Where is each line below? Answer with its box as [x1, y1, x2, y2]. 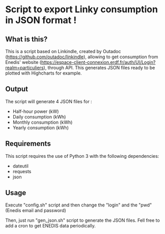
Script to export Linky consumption [5, 4, 158, 15]
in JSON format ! [5, 14, 77, 26]
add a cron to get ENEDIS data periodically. [5, 223, 96, 229]
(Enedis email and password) [5, 207, 66, 214]
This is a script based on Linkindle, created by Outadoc [5, 49, 121, 54]
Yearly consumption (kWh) [12, 124, 69, 131]
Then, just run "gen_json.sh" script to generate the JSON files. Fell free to [5, 217, 160, 223]
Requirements [5, 139, 51, 148]
